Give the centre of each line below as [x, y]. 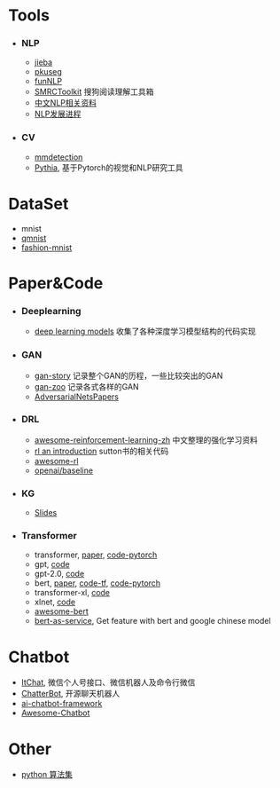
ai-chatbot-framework [62, 704]
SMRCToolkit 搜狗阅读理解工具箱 [94, 92]
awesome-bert [62, 611]
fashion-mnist [47, 247]
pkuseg [48, 72]
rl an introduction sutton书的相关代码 [101, 451]
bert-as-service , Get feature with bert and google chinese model [152, 621]
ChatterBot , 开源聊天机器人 [70, 694]
